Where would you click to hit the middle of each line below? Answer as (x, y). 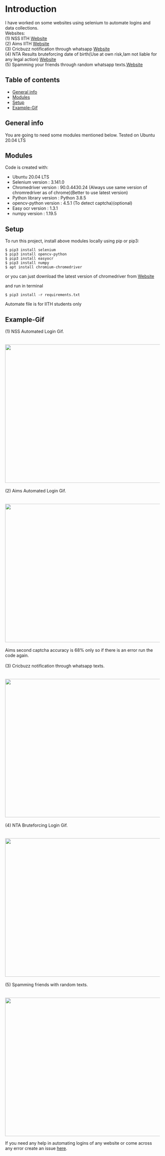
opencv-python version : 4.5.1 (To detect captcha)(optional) (72, 203)
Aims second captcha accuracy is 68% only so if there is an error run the (79, 650)
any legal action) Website (31, 59)
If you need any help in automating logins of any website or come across (79, 1143)
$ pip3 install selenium (30, 250)
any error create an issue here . (36, 1148)
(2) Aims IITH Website (27, 43)
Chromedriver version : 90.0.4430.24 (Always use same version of (80, 188)
